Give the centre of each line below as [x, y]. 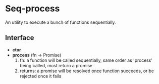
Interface [20, 38]
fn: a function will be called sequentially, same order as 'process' [86, 60]
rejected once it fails [41, 76]
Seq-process [32, 9]
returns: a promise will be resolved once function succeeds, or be [87, 71]
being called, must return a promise [56, 65]
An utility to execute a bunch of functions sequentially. [61, 22]
